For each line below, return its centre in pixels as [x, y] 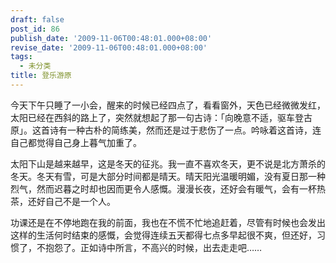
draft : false [37, 19]
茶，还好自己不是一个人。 [63, 201]
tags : [21, 57]
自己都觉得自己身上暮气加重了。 [76, 142]
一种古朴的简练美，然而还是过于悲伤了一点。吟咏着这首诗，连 [194, 130]
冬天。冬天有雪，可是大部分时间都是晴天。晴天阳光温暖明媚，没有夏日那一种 [168, 176]
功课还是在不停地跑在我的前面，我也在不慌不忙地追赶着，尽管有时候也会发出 [168, 222]
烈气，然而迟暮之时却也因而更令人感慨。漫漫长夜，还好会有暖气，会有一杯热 [168, 188]
